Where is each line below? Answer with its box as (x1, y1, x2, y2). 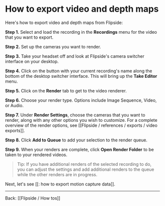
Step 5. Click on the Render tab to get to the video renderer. (5, 88, 127, 93)
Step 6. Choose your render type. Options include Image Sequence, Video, (5, 97, 157, 103)
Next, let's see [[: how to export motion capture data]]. (5, 181, 115, 187)
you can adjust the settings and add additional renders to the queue (17, 166, 155, 172)
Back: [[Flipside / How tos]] (5, 195, 60, 201)
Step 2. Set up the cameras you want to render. (5, 44, 102, 49)
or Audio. (5, 102, 24, 108)
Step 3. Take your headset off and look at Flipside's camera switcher (5, 53, 145, 59)
